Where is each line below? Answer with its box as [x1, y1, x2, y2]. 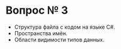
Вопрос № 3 [5, 4, 68, 17]
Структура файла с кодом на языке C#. [14, 23, 115, 30]
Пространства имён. [14, 29, 68, 36]
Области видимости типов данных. [14, 36, 105, 43]
